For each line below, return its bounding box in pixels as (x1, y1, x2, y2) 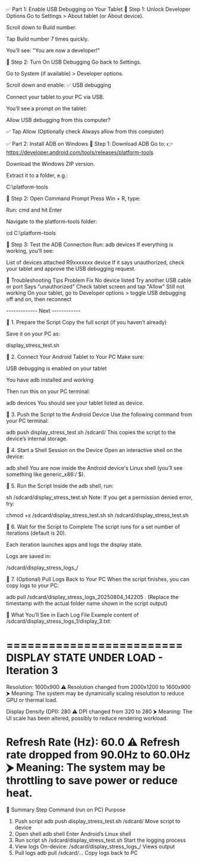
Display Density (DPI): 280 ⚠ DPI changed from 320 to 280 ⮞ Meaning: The (6, 708, 193, 715)
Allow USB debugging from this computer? (6, 117, 111, 123)
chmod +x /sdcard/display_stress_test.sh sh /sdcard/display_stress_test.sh (6, 512, 189, 519)
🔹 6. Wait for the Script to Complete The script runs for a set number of (6, 524, 180, 530)
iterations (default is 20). (6, 529, 67, 537)
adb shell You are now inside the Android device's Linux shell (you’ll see (6, 465, 183, 471)
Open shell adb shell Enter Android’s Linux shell (14, 830, 131, 837)
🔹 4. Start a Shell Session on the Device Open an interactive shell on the (6, 447, 183, 453)
